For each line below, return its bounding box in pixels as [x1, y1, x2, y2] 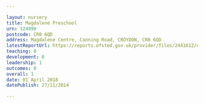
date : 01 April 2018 [6, 77, 59, 83]
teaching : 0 [6, 48, 36, 55]
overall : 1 [6, 71, 34, 77]
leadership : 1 [6, 59, 42, 66]
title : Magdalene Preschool [6, 20, 78, 26]
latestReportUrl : [6, 43, 50, 49]
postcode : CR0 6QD [6, 31, 53, 37]
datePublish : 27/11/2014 [6, 82, 69, 88]
